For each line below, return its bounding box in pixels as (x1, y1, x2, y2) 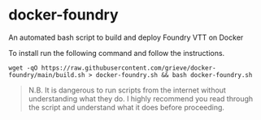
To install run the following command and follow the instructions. (8, 48, 225, 58)
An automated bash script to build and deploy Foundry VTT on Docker (8, 32, 244, 42)
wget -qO (8, 63, 38, 72)
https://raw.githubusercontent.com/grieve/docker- (41, 63, 217, 72)
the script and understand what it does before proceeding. (28, 102, 225, 112)
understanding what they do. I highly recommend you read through (28, 93, 254, 103)
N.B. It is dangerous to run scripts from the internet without (28, 85, 226, 95)
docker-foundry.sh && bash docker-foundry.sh (95, 71, 253, 79)
